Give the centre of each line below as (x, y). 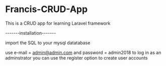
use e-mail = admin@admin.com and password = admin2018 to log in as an (83, 52)
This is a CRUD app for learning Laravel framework (58, 23)
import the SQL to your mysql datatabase (48, 43)
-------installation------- (31, 33)
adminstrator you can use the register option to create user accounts (76, 58)
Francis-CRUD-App (47, 9)
